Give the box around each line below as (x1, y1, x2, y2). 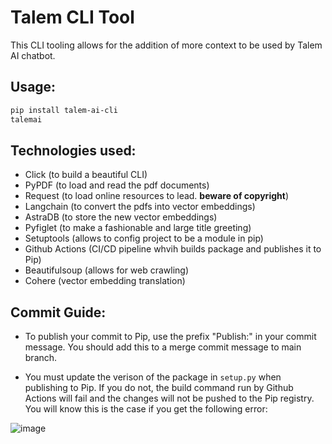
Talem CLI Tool (10, 6, 135, 29)
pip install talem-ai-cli (10, 105, 118, 115)
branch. (24, 352, 58, 364)
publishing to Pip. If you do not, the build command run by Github (24, 382, 294, 394)
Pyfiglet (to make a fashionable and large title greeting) (24, 222, 252, 234)
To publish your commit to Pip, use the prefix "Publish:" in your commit (24, 331, 317, 343)
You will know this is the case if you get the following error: (24, 403, 268, 415)
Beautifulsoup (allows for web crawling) (24, 264, 190, 276)
